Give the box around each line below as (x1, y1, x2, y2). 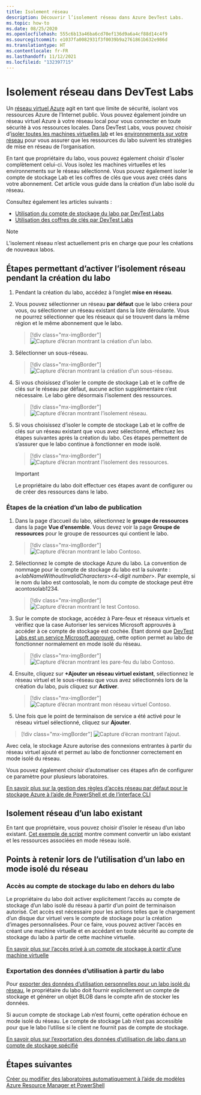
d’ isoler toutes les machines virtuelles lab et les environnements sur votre (6, 130, 188, 138)
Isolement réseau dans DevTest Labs (6, 85, 194, 99)
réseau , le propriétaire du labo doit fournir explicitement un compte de (6, 987, 180, 994)
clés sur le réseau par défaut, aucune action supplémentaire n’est (14, 385, 177, 392)
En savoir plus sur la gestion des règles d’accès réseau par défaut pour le (6, 784, 188, 792)
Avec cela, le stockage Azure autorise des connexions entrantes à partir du (6, 742, 192, 749)
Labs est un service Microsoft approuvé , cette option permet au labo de (14, 633, 193, 641)
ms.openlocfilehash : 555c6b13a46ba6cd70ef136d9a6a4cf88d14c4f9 (6, 31, 168, 37)
